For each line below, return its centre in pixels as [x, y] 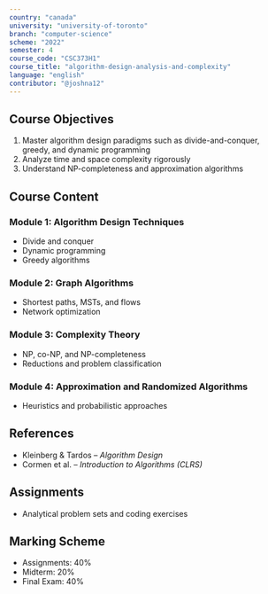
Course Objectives [62, 119]
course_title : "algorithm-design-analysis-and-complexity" [120, 67]
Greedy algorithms [56, 260]
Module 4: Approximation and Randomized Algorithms [129, 387]
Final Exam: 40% [53, 582]
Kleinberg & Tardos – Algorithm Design [92, 455]
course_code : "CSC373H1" [55, 59]
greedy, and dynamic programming [86, 150]
